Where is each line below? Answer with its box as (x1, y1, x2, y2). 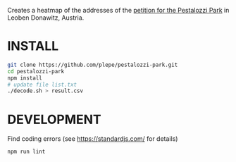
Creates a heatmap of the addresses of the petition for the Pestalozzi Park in (7, 6, 230, 14)
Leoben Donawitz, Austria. (7, 13, 85, 22)
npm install (7, 74, 42, 82)
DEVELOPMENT (7, 111, 102, 127)
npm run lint (7, 148, 46, 156)
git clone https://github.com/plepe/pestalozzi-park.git (7, 61, 178, 68)
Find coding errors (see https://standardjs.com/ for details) (7, 135, 178, 143)
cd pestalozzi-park (7, 68, 65, 75)
